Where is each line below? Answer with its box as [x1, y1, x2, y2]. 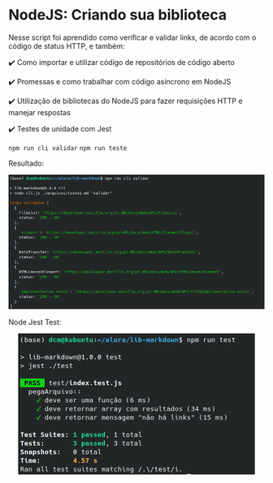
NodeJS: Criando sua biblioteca [8, 6, 227, 24]
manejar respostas [8, 107, 71, 117]
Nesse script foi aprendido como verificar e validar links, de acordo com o [8, 32, 257, 42]
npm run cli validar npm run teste [8, 144, 128, 152]
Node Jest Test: [8, 317, 62, 327]
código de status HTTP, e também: [8, 41, 125, 50]
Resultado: [8, 158, 45, 168]
